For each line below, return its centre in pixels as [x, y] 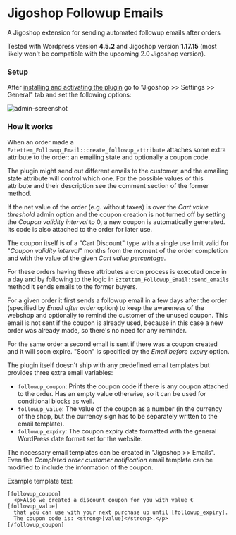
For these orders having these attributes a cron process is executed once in [117, 271]
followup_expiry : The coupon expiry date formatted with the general [117, 431]
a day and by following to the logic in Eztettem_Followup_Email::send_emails [118, 279]
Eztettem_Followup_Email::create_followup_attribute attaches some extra [117, 149]
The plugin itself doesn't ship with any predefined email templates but [108, 365]
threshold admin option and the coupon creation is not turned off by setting [117, 214]
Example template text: [41, 481]
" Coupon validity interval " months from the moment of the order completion [118, 250]
